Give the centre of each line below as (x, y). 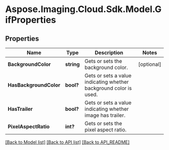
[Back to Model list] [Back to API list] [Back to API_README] (67, 142)
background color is (108, 88)
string (72, 64)
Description (109, 53)
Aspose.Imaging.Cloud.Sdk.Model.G (83, 9)
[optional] (150, 64)
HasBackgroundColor (34, 85)
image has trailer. (105, 115)
